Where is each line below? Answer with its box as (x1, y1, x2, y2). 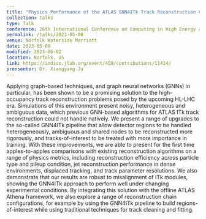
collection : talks (6, 15, 53, 21)
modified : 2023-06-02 (6, 49, 62, 55)
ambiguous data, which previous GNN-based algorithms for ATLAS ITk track (6, 108, 199, 116)
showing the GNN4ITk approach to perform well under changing (6, 180, 169, 187)
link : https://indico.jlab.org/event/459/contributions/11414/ (6, 60, 172, 66)
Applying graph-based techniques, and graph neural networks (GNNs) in (6, 83, 191, 90)
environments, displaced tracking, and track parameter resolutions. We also (6, 167, 197, 174)
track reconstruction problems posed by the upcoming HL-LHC (36, 95, 195, 103)
